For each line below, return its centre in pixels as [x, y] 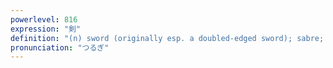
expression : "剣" [46, 29]
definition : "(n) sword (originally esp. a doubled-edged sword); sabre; [167, 38]
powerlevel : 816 [44, 19]
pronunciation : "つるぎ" [60, 47]
